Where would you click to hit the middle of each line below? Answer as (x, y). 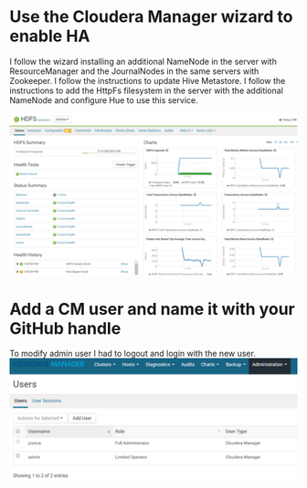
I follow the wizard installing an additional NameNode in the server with (143, 61)
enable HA (50, 36)
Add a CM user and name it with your (152, 309)
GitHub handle (65, 328)
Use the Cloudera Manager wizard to (151, 17)
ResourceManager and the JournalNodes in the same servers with (134, 71)
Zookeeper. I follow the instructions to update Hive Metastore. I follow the (148, 80)
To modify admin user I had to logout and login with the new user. (132, 354)
